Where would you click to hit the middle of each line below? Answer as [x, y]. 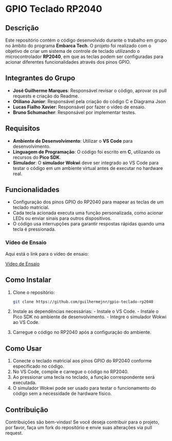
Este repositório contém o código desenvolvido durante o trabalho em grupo [86, 40]
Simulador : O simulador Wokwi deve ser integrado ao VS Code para [86, 163]
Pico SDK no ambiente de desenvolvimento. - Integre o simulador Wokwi [90, 317]
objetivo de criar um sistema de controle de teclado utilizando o [73, 51]
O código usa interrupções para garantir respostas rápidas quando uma [89, 224]
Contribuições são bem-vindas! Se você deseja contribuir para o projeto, [82, 422]
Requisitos [23, 129]
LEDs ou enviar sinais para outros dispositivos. [62, 218]
